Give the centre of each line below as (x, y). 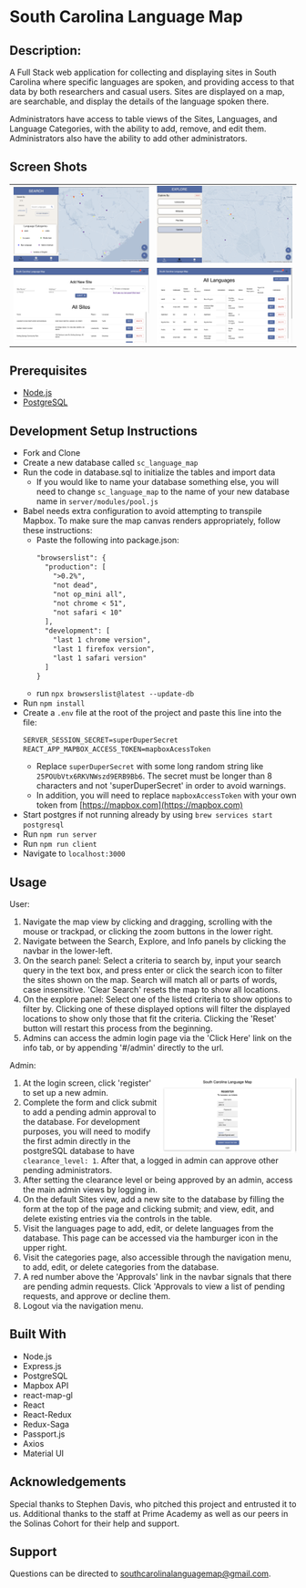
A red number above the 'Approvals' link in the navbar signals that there (157, 1277)
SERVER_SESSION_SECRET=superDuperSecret (100, 740)
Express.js (42, 1366)
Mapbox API (46, 1385)
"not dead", (76, 585)
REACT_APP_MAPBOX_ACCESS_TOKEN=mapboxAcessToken (117, 749)
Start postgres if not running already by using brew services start (148, 815)
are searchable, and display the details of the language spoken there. (139, 101)
